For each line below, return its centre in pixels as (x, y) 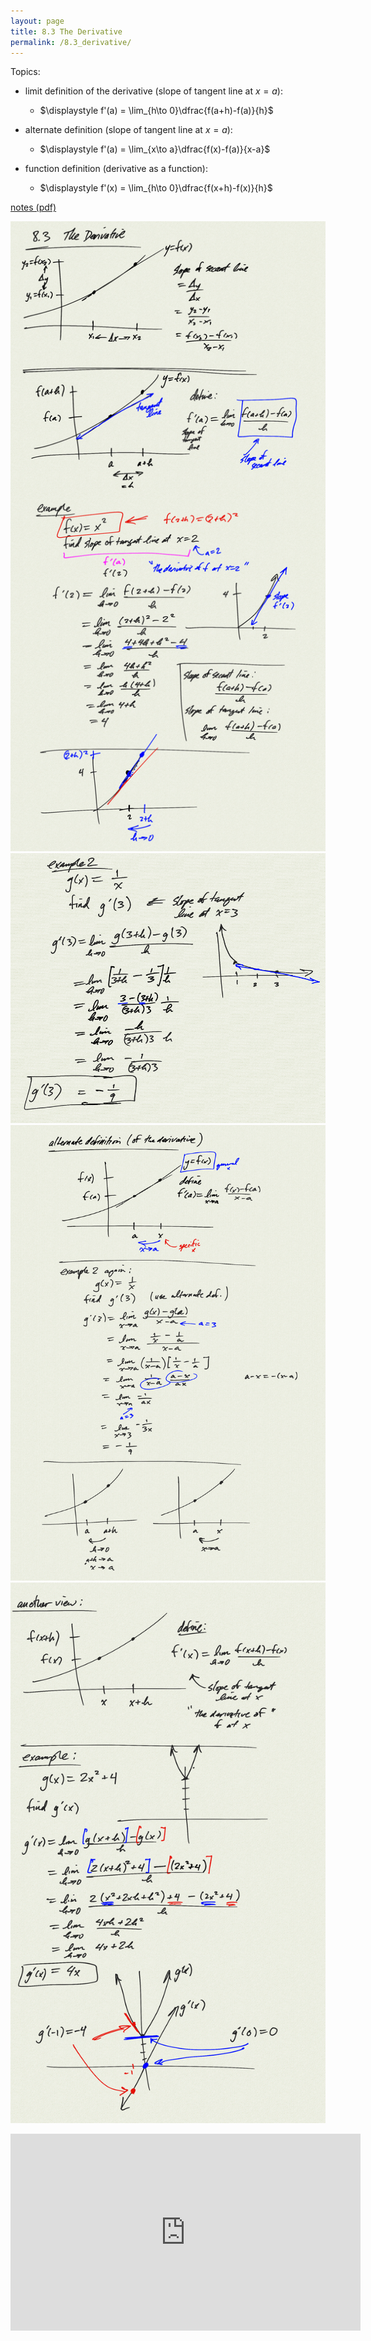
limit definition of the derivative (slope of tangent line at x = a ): (153, 91)
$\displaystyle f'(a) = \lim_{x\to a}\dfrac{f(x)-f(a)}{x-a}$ (155, 149)
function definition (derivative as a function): (116, 169)
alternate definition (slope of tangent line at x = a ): (128, 130)
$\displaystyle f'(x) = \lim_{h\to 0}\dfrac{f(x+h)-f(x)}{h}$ (156, 188)
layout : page (37, 21)
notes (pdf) (33, 207)
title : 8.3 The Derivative (66, 31)
